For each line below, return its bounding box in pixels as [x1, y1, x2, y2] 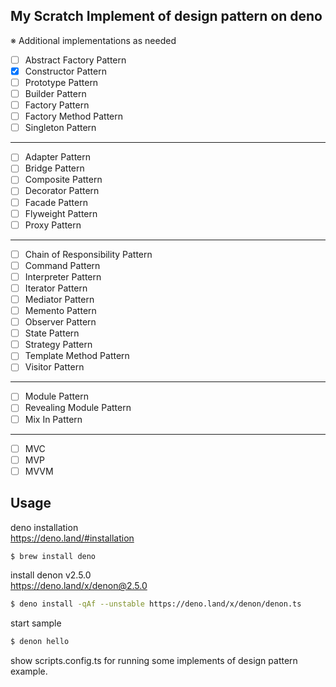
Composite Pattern [24, 174, 103, 186]
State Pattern [24, 327, 80, 339]
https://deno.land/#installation [10, 532, 135, 544]
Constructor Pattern [24, 65, 107, 77]
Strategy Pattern [24, 339, 93, 351]
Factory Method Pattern [24, 110, 124, 123]
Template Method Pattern [24, 350, 130, 362]
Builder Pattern [24, 88, 87, 99]
